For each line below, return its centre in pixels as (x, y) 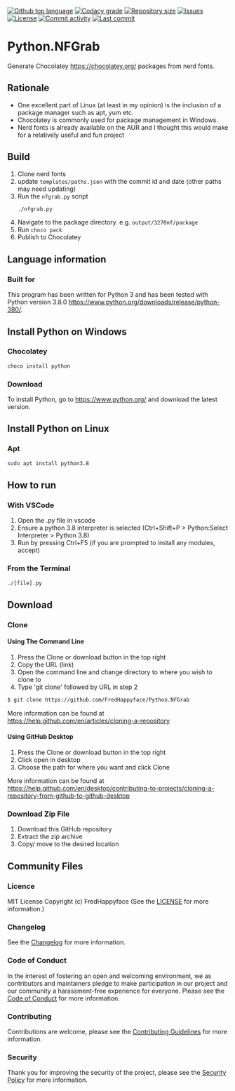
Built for (21, 279)
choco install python (39, 366)
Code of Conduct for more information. (64, 998)
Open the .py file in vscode (56, 521)
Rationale (28, 88)
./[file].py (25, 583)
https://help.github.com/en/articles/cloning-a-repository (89, 721)
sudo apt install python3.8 (48, 463)
